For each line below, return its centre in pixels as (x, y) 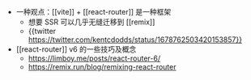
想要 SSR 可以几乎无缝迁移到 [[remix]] (91, 22)
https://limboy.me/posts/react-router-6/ (94, 58)
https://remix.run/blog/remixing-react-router (102, 67)
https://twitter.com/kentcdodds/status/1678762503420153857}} (135, 40)
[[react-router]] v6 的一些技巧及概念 (76, 49)
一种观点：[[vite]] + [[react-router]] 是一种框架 (94, 12)
